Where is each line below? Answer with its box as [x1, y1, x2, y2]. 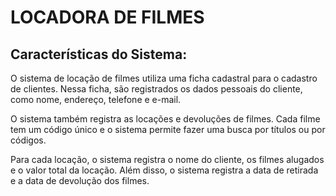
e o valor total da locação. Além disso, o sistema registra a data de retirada [10, 164, 319, 176]
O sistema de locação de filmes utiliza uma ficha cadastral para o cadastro [10, 72, 318, 84]
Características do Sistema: [10, 46, 188, 63]
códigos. [10, 134, 47, 146]
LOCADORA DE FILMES [10, 6, 205, 29]
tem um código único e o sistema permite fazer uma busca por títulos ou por [10, 124, 326, 135]
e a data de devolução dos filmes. [10, 175, 150, 186]
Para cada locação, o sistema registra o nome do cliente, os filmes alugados [10, 154, 325, 165]
